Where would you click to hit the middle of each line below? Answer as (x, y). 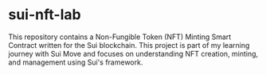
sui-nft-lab (45, 15)
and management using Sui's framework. (76, 62)
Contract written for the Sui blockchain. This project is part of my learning (129, 45)
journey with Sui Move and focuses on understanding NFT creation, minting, (133, 53)
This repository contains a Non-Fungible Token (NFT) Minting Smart (120, 37)
